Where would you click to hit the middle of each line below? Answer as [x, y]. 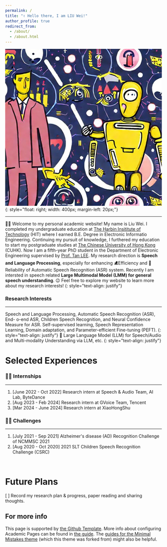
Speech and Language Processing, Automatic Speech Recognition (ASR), [80, 314]
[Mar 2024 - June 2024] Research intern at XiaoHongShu [71, 408]
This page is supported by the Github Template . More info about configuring [83, 529]
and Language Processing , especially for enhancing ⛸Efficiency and [76, 263]
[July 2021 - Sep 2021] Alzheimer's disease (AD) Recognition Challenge [86, 436]
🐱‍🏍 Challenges [23, 420]
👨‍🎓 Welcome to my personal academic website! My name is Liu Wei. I [76, 224]
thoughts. [15, 501]
